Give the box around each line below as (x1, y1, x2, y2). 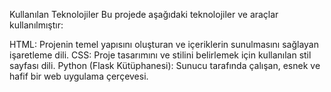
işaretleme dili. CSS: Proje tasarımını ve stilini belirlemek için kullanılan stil (9, 49, 312, 61)
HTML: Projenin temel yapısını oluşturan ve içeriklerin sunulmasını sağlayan (9, 39, 320, 50)
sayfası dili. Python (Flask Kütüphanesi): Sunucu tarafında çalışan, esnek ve (9, 60, 321, 71)
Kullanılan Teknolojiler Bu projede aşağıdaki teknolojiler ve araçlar (9, 9, 279, 20)
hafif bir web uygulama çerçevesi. (9, 70, 149, 82)
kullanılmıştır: (9, 19, 64, 31)
